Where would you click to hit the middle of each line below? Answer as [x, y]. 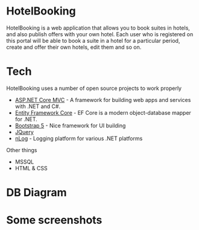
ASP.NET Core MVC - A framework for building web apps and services [103, 100]
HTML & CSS [31, 168]
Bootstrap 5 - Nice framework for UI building [70, 126]
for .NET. [26, 119]
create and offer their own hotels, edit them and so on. [74, 47]
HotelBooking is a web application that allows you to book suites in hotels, [98, 28]
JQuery [24, 132]
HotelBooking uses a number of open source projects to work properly [94, 88]
